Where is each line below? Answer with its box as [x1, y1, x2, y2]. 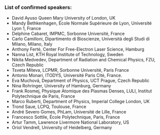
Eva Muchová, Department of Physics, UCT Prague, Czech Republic [11, 78, 150, 83]
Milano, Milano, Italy [11, 41, 53, 47]
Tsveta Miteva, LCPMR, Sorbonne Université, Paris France [11, 67, 129, 73]
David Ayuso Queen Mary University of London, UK [11, 15, 116, 21]
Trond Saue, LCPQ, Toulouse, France [11, 104, 86, 109]
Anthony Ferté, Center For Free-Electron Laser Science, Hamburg [11, 46, 144, 53]
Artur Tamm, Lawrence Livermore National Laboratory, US [11, 119, 130, 125]
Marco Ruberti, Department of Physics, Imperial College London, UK [11, 99, 150, 105]
